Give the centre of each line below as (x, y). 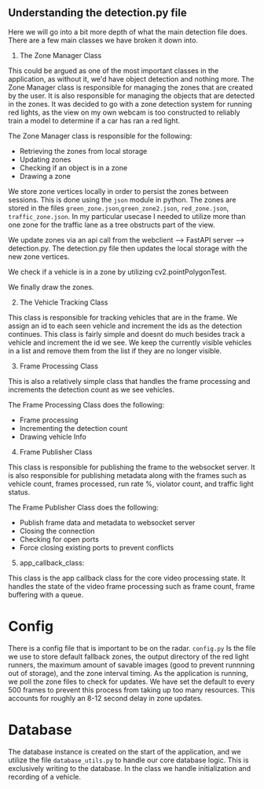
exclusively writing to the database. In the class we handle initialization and (130, 768)
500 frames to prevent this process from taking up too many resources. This (132, 689)
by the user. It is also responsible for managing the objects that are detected (132, 95)
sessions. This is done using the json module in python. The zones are (122, 199)
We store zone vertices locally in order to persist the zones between (119, 191)
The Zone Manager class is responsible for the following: (100, 136)
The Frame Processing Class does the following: (86, 404)
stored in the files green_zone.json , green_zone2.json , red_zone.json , (119, 208)
